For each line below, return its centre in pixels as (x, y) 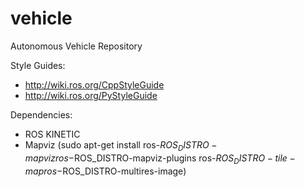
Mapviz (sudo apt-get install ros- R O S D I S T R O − (121, 145)
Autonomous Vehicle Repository (76, 46)
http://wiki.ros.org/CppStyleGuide (94, 84)
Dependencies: (41, 114)
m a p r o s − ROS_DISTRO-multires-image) (105, 171)
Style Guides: (38, 65)
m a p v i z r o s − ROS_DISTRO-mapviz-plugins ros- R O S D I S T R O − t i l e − (160, 159)
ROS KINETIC (52, 134)
